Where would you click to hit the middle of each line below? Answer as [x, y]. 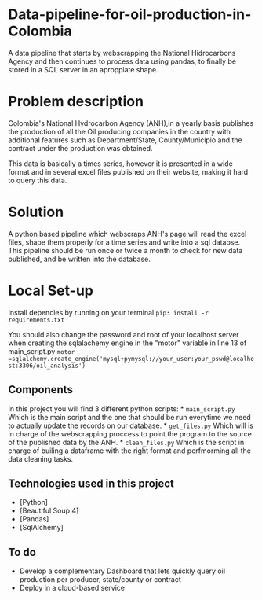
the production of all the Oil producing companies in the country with [120, 131]
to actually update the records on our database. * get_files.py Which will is [131, 425]
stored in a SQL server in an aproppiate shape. [83, 69]
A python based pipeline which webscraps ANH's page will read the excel [127, 234]
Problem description [76, 102]
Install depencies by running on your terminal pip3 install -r [109, 312]
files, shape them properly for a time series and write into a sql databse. [124, 242]
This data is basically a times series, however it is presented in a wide [120, 164]
